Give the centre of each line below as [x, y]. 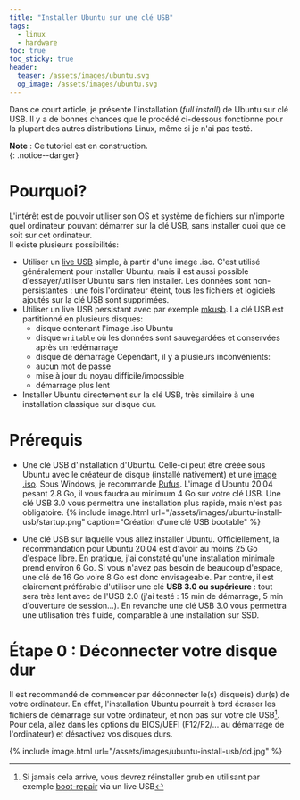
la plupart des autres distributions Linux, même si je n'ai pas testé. [131, 128]
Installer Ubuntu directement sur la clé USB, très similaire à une [138, 395]
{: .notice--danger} [44, 155]
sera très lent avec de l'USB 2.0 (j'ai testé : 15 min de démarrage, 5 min [153, 596]
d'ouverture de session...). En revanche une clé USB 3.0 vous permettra [154, 605]
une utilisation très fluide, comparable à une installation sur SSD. [141, 615]
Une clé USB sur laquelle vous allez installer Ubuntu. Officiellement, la [150, 539]
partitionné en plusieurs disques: [83, 319]
